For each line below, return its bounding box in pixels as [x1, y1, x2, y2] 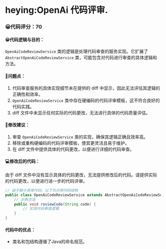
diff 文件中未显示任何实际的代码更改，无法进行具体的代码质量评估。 [12, 110, 151, 116]
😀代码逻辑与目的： [5, 37, 44, 42]
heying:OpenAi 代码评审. [5, 4, 108, 16]
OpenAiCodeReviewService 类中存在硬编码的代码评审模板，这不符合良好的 [12, 97, 160, 103]
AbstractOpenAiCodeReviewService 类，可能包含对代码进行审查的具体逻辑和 [5, 55, 157, 61]
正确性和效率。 [12, 91, 43, 97]
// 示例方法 [14, 197, 36, 202]
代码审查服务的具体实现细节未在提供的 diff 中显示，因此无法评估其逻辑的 [12, 85, 161, 91]
